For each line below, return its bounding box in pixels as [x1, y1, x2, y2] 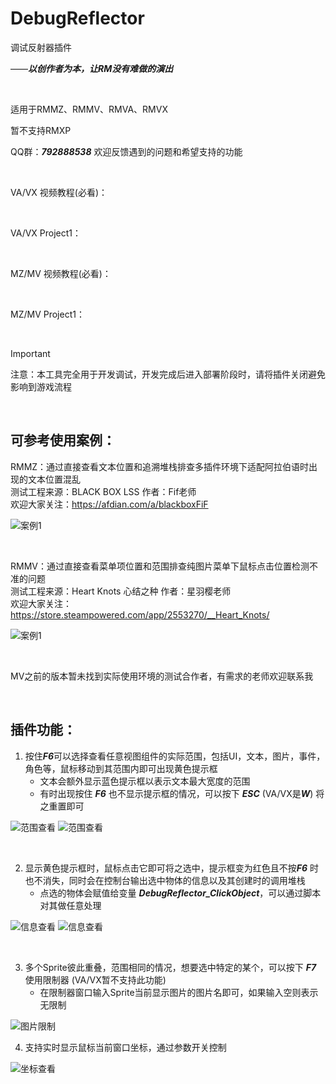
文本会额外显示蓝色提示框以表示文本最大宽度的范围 [39, 775, 251, 787]
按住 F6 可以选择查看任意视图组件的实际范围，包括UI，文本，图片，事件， [24, 750, 326, 762]
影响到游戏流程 [10, 380, 72, 392]
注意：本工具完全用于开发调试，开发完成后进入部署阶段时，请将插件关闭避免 [10, 368, 326, 380]
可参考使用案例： [10, 432, 116, 449]
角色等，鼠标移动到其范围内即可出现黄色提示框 [24, 762, 218, 774]
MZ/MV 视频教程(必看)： [10, 267, 112, 279]
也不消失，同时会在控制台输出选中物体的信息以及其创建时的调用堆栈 [24, 874, 306, 886]
